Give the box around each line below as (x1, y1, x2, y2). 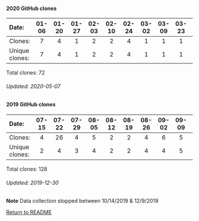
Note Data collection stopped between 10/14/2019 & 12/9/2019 (6, 197, 159, 204)
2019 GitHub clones (6, 101, 56, 108)
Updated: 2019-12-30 (6, 179, 59, 186)
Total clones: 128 (6, 165, 47, 173)
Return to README (6, 209, 52, 216)
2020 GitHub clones (6, 5, 57, 12)
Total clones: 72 (6, 69, 46, 76)
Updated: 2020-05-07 (6, 83, 61, 90)
